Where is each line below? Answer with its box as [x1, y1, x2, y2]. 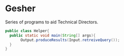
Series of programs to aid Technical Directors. [5, 19, 98, 25]
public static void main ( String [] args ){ [9, 33, 96, 38]
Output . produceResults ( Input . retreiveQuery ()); [20, 37, 120, 42]
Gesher [5, 3, 36, 14]
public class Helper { [5, 28, 50, 33]
